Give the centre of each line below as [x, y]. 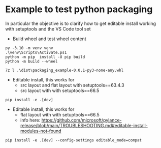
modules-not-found [41, 131]
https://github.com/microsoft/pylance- [82, 120]
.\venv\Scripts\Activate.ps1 [36, 52]
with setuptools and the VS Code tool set [48, 28]
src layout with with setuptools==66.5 [60, 91]
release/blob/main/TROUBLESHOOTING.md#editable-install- [84, 125]
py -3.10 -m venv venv [29, 48]
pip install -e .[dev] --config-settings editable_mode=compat [74, 140]
